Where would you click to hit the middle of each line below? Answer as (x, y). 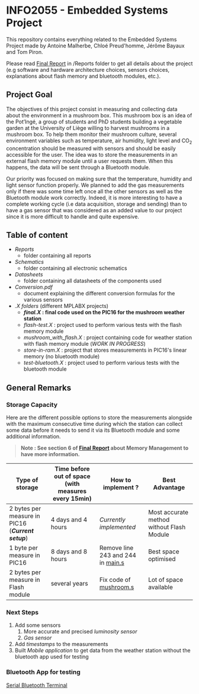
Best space (163, 552)
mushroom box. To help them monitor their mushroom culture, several (92, 134)
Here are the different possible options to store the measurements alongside (99, 418)
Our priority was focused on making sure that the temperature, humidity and (99, 179)
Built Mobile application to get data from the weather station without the (102, 651)
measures (72, 491)
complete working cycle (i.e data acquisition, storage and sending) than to (97, 204)
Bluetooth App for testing (44, 672)
